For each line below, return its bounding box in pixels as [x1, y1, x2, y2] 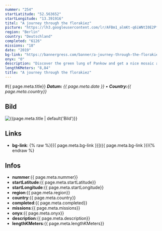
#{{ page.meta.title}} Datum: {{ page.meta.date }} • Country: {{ [5, 83, 132, 89]
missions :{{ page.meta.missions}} [12, 205, 81, 211]
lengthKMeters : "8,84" [5, 66, 51, 71]
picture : [5, 25, 23, 30]
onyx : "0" [5, 57, 25, 62]
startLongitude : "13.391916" [5, 16, 64, 21]
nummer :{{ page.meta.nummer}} [12, 174, 78, 180]
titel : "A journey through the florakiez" [5, 20, 92, 26]
